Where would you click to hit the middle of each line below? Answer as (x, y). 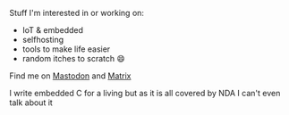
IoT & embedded (52, 30)
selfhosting (43, 40)
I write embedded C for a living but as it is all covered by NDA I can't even (145, 93)
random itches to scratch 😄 (73, 58)
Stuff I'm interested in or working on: (77, 13)
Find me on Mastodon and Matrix (70, 76)
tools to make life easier (66, 49)
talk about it (31, 103)
